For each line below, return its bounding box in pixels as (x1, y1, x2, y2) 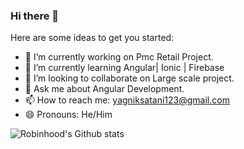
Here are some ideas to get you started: (10, 32, 175, 44)
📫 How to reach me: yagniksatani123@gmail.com (24, 94, 230, 106)
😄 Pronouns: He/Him (24, 109, 113, 121)
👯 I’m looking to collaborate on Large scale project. (24, 72, 235, 84)
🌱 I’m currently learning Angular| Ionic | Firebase (24, 62, 225, 74)
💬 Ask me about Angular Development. (24, 83, 185, 95)
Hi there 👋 (10, 9, 60, 23)
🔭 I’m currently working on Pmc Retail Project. (24, 51, 214, 63)
